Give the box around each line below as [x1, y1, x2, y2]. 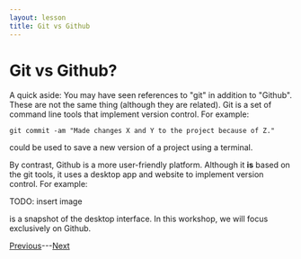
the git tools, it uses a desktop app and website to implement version [9, 169, 264, 180]
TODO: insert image [9, 196, 83, 207]
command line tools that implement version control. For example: [9, 109, 250, 120]
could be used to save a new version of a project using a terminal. [9, 142, 253, 153]
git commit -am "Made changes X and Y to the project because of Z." [9, 127, 276, 136]
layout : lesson [9, 13, 66, 22]
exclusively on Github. [9, 223, 92, 234]
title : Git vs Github [9, 22, 91, 31]
